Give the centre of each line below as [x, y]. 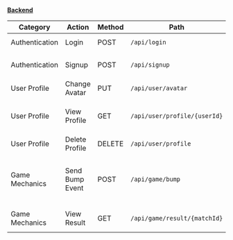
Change [78, 84]
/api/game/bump [156, 179]
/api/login [148, 42]
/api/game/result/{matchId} [177, 218]
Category [34, 27]
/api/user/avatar [159, 88]
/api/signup [150, 65]
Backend [20, 10]
